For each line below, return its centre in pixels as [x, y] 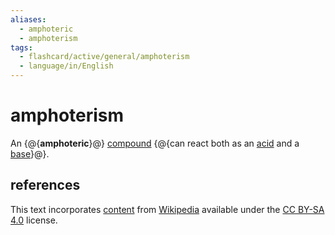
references [45, 185]
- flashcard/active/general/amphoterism [104, 57]
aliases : [28, 19]
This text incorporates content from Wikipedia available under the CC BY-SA [167, 209]
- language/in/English [66, 66]
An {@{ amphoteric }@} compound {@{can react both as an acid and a [155, 143]
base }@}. [30, 153]
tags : [21, 47]
